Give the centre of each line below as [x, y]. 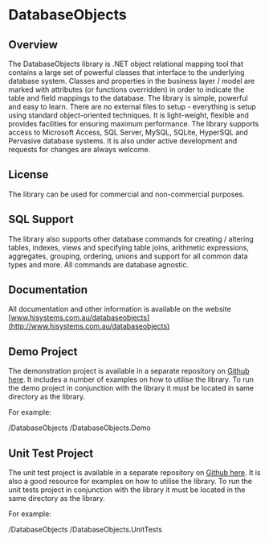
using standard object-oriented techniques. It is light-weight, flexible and [128, 115]
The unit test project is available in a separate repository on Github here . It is [134, 473]
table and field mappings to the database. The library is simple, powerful [128, 98]
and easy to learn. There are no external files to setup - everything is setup [132, 107]
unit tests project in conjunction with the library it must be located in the [127, 490]
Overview [33, 45]
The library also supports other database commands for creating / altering [131, 238]
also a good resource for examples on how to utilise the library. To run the [130, 482]
